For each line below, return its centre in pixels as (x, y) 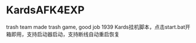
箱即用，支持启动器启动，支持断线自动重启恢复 (63, 34)
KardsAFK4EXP (45, 10)
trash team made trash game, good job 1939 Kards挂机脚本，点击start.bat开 (98, 27)
